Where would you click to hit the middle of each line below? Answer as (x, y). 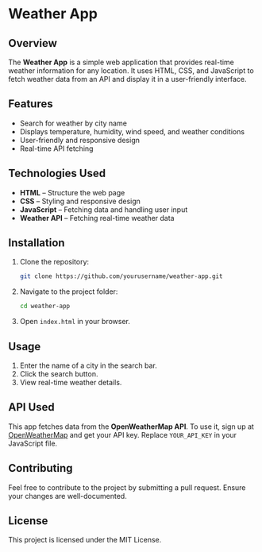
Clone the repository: (54, 262)
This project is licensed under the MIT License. (85, 540)
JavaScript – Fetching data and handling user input (104, 209)
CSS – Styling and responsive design (80, 201)
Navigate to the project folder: (69, 291)
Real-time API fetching (56, 149)
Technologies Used (57, 174)
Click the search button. (59, 374)
